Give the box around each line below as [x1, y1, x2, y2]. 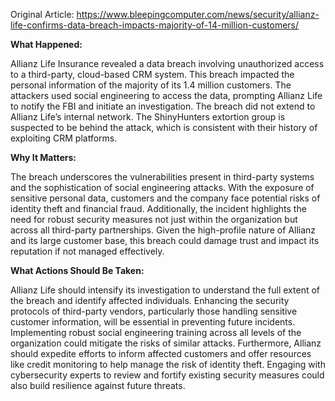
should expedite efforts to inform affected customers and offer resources [10, 348, 312, 359]
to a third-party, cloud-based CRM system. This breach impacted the [10, 69, 295, 80]
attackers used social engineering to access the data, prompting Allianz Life [10, 90, 323, 101]
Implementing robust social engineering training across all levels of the [10, 327, 302, 338]
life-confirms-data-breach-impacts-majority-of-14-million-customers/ [10, 19, 300, 31]
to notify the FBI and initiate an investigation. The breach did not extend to [10, 100, 316, 112]
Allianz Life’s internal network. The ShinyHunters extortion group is [10, 111, 286, 123]
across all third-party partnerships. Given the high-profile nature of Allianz [10, 224, 317, 236]
